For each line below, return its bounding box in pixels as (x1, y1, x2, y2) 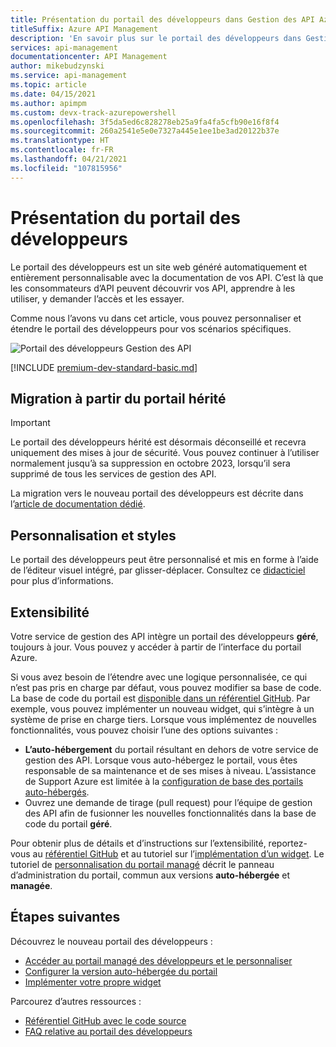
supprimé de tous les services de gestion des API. (10, 468, 217, 480)
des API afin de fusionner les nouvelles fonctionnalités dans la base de (24, 807, 317, 819)
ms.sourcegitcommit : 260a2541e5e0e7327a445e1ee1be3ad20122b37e (10, 126, 280, 136)
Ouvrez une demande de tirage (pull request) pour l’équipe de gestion (24, 797, 313, 808)
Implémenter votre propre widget (24, 976, 162, 988)
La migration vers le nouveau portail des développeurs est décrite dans (10, 487, 304, 500)
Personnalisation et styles (10, 527, 177, 544)
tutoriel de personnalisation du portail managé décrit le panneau (10, 859, 275, 870)
